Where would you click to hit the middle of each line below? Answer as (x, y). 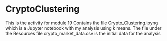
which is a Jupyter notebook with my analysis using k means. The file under (83, 28)
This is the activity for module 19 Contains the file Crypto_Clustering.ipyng (82, 23)
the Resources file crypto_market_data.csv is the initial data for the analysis (83, 33)
